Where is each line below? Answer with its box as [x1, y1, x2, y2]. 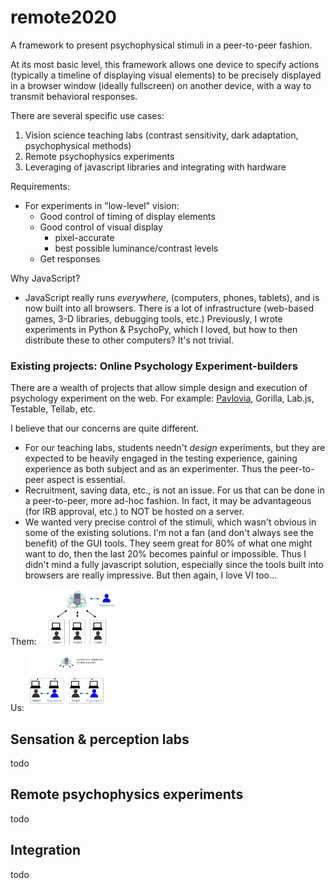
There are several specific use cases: [10, 109, 165, 121]
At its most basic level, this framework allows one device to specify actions [10, 58, 320, 70]
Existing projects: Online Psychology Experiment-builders [10, 359, 298, 373]
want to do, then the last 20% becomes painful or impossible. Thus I [24, 548, 307, 560]
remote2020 [10, 6, 117, 29]
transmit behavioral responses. [10, 90, 138, 102]
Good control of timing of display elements [39, 210, 216, 222]
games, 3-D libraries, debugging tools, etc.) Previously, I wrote [24, 312, 283, 325]
